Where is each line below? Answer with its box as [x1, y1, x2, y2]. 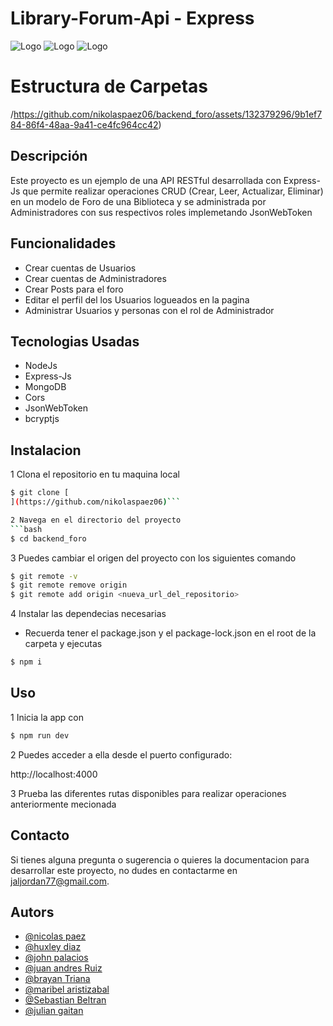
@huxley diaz [24, 941, 82, 953]
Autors [10, 903, 55, 921]
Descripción [10, 148, 88, 165]
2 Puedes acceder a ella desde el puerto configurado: [10, 748, 233, 761]
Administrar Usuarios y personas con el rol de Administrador [24, 304, 275, 316]
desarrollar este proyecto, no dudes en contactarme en [10, 864, 238, 876]
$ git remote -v [10, 571, 78, 581]
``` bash [10, 524, 43, 534]
